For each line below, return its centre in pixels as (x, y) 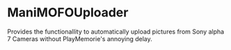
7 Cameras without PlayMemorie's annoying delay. (80, 38)
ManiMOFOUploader (68, 13)
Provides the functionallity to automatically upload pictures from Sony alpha (116, 32)
